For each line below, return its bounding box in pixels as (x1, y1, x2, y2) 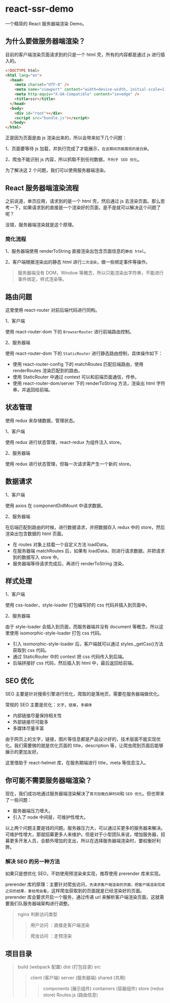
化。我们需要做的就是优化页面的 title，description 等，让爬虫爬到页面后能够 (5, 743, 164, 749)
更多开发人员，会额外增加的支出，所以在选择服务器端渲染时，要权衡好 (9, 838, 156, 844)
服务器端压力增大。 (12, 808, 53, 814)
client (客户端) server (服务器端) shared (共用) (30, 974, 126, 981)
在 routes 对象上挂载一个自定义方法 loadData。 (12, 541, 111, 547)
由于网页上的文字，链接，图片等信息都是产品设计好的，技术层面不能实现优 (5, 736, 161, 742)
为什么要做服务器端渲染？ (5, 37, 85, 46)
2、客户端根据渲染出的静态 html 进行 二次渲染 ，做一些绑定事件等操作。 (5, 259, 151, 265)
